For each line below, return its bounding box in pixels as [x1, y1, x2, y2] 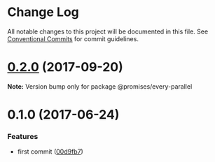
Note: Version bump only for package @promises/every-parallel [7, 82, 193, 91]
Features [7, 131, 39, 141]
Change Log [7, 4, 79, 20]
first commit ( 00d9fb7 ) [17, 147, 84, 156]
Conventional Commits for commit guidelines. [7, 34, 139, 43]
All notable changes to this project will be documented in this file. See [7, 27, 209, 36]
